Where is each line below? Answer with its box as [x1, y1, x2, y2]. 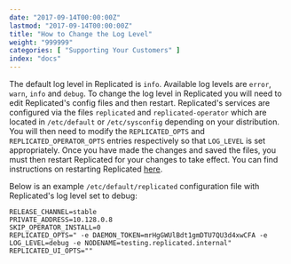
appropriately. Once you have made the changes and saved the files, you [9, 145, 277, 156]
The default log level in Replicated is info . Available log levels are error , [9, 79, 272, 89]
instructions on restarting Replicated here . [9, 164, 163, 174]
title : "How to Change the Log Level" [9, 29, 153, 38]
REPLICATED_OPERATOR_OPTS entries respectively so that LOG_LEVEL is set [9, 135, 266, 146]
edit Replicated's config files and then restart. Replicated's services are [9, 98, 271, 108]
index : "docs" [9, 54, 62, 63]
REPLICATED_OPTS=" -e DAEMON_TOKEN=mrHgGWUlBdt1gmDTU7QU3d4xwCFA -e [9, 231, 268, 240]
